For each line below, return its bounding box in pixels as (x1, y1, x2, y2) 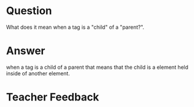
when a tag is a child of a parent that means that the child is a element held (6, 63, 189, 71)
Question (6, 4, 52, 18)
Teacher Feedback (6, 91, 99, 104)
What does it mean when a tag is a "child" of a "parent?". (6, 24, 144, 31)
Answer (6, 44, 45, 58)
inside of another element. (6, 69, 70, 77)
